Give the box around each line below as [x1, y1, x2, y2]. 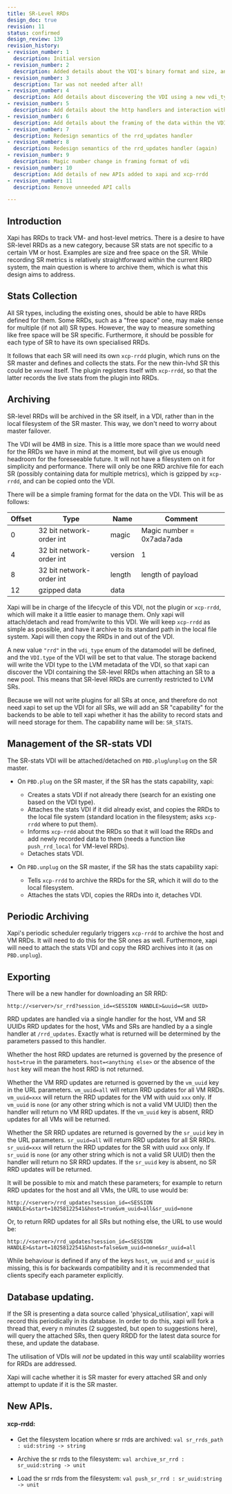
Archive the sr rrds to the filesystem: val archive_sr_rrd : [17, 1455, 185, 1463]
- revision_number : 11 [7, 177, 72, 184]
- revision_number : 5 [7, 100, 70, 107]
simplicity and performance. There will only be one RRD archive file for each [7, 462, 224, 470]
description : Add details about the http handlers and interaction [13, 106, 212, 113]
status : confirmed [7, 29, 60, 37]
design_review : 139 [7, 36, 64, 43]
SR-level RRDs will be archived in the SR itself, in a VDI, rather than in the [7, 412, 214, 420]
